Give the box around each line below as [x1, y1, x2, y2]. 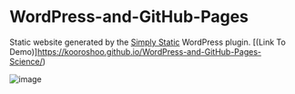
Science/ [9, 56, 44, 67]
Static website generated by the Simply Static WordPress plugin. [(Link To [9, 37, 287, 47]
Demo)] [9, 46, 38, 57]
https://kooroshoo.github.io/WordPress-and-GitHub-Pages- [36, 46, 262, 57]
